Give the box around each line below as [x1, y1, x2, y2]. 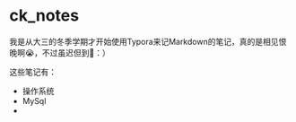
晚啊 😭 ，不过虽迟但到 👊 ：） [9, 47, 110, 58]
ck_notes [9, 5, 79, 26]
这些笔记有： [9, 66, 57, 77]
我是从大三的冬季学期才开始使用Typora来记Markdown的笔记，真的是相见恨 [9, 36, 287, 47]
